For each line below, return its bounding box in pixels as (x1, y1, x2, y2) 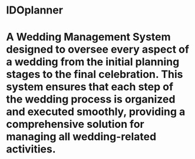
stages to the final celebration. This (6, 68, 184, 81)
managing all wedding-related (6, 130, 157, 144)
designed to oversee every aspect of (6, 43, 190, 56)
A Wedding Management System (6, 31, 171, 44)
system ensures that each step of (6, 80, 174, 94)
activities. (6, 143, 56, 156)
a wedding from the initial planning (6, 55, 180, 69)
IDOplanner (6, 4, 64, 17)
